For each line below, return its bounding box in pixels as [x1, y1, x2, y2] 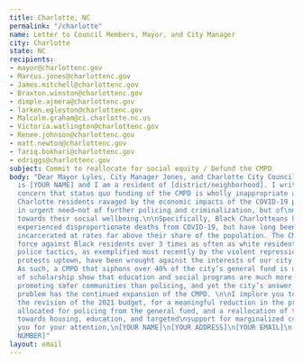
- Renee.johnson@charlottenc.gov [9, 131, 135, 140]
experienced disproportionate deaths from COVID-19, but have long [17, 222, 277, 231]
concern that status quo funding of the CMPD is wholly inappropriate [17, 189, 289, 198]
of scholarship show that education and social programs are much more [17, 273, 293, 282]
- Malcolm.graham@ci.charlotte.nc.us [9, 113, 151, 123]
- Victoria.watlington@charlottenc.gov [9, 123, 160, 132]
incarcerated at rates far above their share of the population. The [17, 231, 284, 240]
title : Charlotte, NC [9, 13, 91, 23]
